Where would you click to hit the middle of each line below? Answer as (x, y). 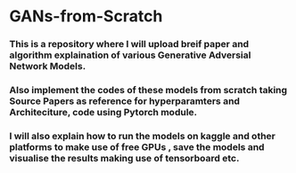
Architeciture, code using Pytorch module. (103, 113)
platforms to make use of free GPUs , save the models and (137, 146)
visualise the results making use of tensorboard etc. (124, 158)
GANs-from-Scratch (86, 16)
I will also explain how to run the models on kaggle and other (143, 136)
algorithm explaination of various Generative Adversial (130, 55)
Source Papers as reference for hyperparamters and (125, 101)
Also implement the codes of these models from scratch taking (148, 90)
